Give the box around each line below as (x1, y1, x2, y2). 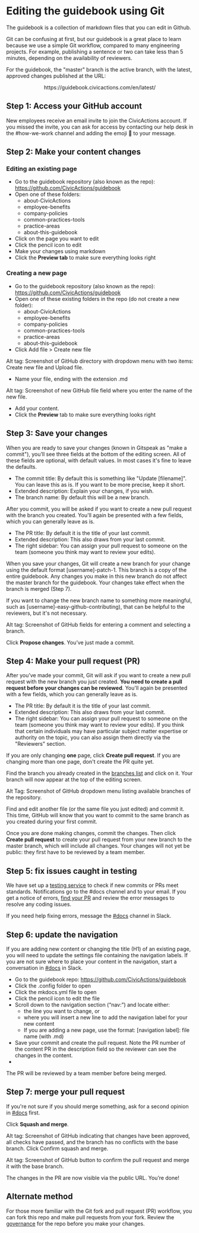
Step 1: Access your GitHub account (6, 101, 143, 111)
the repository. (6, 794, 42, 801)
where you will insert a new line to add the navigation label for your (23, 1014, 188, 1021)
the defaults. (6, 463, 37, 470)
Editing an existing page (6, 165, 77, 173)
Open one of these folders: (14, 191, 81, 198)
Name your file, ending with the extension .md (14, 375, 128, 382)
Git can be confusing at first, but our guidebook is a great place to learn (6, 35, 182, 42)
